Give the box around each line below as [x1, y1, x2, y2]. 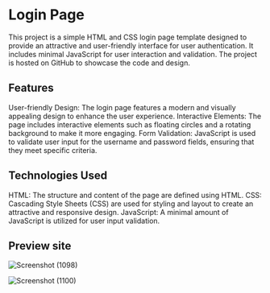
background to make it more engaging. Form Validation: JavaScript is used [8, 128, 256, 138]
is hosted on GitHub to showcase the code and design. [8, 58, 191, 68]
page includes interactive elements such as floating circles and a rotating [8, 119, 251, 130]
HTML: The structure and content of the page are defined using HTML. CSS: [8, 190, 262, 200]
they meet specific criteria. [8, 145, 98, 155]
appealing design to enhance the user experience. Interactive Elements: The [8, 111, 262, 121]
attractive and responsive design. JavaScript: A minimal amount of [8, 207, 229, 217]
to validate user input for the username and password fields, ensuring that [8, 137, 255, 146]
